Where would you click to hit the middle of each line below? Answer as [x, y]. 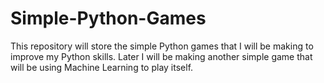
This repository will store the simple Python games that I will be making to [162, 46]
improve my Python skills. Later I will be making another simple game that [161, 56]
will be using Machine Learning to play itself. [102, 67]
